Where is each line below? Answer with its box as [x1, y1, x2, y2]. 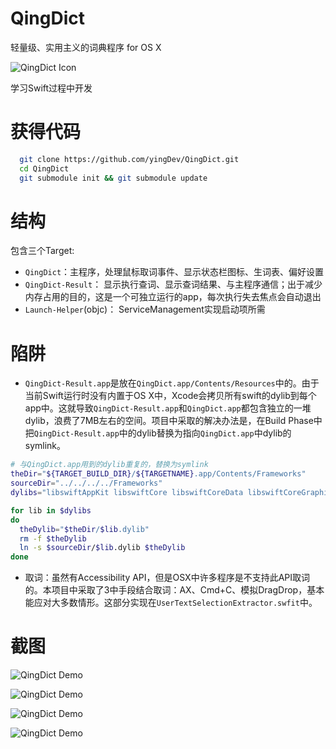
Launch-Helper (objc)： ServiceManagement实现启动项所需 [24, 303, 266, 316]
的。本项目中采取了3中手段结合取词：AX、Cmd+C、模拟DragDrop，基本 [24, 584, 325, 596]
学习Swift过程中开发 [10, 82, 93, 94]
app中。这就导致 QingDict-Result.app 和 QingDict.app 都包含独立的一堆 [24, 402, 312, 414]
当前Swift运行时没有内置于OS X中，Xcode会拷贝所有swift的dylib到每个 [24, 390, 317, 402]
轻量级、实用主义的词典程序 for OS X [10, 41, 162, 53]
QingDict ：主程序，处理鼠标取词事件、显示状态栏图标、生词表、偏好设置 [24, 266, 325, 278]
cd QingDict [19, 163, 70, 174]
